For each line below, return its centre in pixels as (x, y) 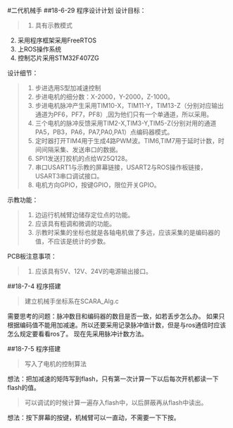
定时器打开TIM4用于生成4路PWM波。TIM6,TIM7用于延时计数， (127, 141)
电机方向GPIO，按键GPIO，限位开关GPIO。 (97, 185)
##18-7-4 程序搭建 (34, 286)
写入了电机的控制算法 (55, 364)
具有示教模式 (53, 25)
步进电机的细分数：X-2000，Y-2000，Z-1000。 (104, 97)
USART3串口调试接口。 (69, 176)
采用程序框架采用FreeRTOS (57, 40)
